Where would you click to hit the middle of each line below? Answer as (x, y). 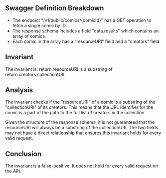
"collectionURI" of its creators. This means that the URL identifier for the (79, 107)
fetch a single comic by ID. (40, 25)
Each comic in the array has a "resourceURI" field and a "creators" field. (86, 41)
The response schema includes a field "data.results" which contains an (85, 31)
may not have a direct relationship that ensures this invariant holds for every (83, 133)
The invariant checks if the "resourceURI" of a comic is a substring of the (80, 102)
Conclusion (23, 154)
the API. (13, 171)
